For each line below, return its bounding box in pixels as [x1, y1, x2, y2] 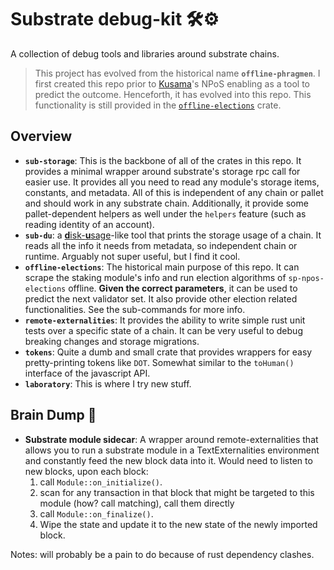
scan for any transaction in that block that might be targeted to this [39, 486, 315, 498]
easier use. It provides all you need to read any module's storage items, [24, 176, 320, 188]
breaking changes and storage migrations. [24, 335, 200, 347]
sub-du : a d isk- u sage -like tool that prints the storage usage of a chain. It [24, 229, 322, 241]
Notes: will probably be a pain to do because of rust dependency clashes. [10, 548, 315, 560]
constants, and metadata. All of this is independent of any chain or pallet [24, 186, 324, 198]
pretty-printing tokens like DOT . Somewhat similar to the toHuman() [24, 356, 295, 368]
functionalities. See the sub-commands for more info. [24, 303, 246, 315]
